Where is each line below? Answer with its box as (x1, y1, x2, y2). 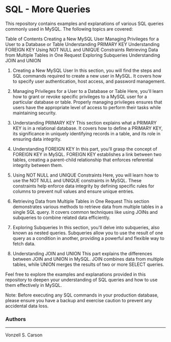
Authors (5, 315, 26, 323)
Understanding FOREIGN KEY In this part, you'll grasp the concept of (12, 145, 158, 152)
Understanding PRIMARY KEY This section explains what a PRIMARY (12, 119, 157, 126)
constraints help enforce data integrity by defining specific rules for (12, 183, 155, 189)
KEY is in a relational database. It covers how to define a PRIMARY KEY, (12, 125, 163, 131)
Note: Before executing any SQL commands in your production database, (5, 292, 159, 298)
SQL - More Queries (5, 4, 91, 15)
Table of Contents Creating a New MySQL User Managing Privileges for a (5, 36, 159, 42)
